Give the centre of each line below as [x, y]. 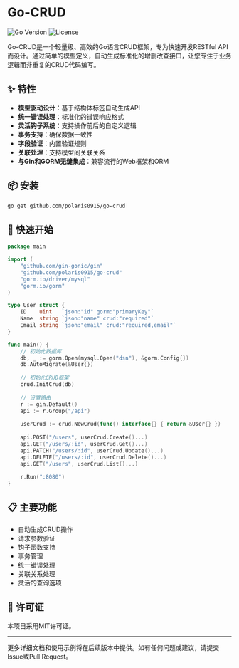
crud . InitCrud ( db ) [47, 385]
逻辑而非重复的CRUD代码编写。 [54, 64]
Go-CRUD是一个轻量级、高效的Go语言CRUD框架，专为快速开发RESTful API [118, 46]
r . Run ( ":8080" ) [43, 477]
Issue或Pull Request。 [40, 657]
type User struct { [36, 306]
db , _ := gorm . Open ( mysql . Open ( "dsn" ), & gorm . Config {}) [105, 358]
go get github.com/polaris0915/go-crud [67, 206]
